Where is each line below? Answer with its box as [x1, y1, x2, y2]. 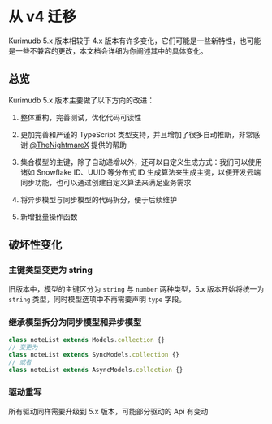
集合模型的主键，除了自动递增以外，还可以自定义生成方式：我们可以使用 [19, 157, 262, 167]
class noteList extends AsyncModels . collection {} [8, 366, 183, 374]
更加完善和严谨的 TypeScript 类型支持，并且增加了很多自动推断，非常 [19, 129, 253, 139]
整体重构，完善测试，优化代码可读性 [19, 112, 142, 122]
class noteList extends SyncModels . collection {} [8, 351, 180, 359]
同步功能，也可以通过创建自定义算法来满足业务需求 [19, 177, 192, 187]
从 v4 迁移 [8, 7, 76, 26]
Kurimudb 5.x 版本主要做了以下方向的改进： [8, 95, 155, 105]
